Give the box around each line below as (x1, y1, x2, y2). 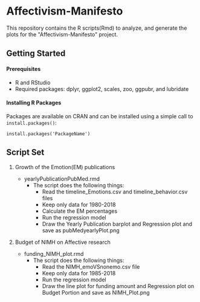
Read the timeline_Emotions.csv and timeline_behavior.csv (42, 188, 188, 195)
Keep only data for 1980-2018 (42, 201, 116, 208)
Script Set (6, 147, 45, 158)
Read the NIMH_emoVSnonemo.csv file (42, 263, 140, 270)
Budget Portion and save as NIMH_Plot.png (42, 289, 150, 296)
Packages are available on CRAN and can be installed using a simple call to (6, 112, 193, 119)
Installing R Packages (6, 99, 62, 107)
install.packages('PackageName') (6, 130, 91, 137)
